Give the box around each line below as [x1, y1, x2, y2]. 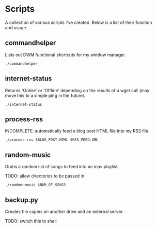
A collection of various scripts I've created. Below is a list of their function [5, 19, 152, 25]
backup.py [5, 196, 38, 204]
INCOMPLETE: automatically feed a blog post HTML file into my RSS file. [5, 128, 150, 134]
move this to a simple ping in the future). [5, 93, 86, 98]
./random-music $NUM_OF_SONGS [5, 183, 66, 188]
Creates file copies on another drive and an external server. [5, 209, 124, 214]
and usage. [5, 24, 28, 30]
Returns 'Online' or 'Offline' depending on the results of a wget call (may [5, 87, 150, 93]
